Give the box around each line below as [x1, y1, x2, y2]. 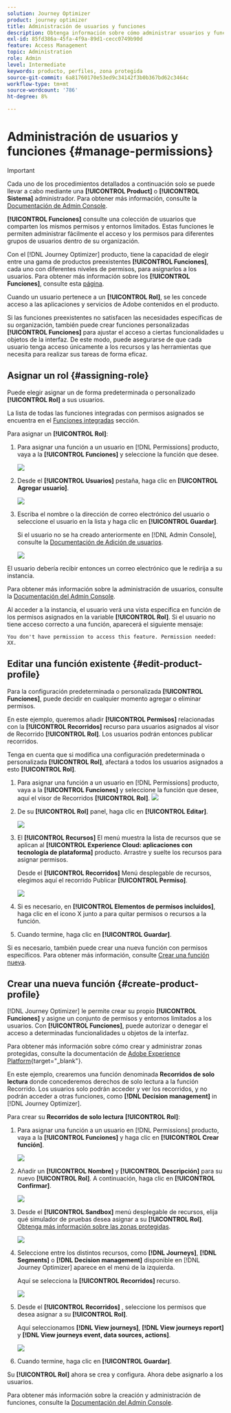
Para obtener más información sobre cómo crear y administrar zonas [7, 1042, 203, 1050]
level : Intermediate [7, 61, 67, 68]
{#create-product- [117, 978, 199, 990]
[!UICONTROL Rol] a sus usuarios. [7, 395, 105, 403]
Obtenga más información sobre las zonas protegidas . [16, 1222, 171, 1231]
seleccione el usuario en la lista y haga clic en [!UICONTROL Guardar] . [16, 517, 219, 525]
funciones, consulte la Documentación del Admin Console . [7, 1399, 173, 1407]
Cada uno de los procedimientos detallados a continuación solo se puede [7, 180, 215, 188]
